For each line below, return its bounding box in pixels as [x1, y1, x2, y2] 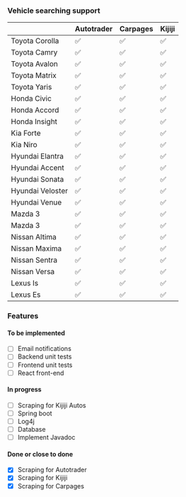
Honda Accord [11, 105, 59, 115]
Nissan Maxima [11, 244, 62, 253]
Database [17, 425, 46, 434]
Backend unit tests [17, 352, 72, 361]
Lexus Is [11, 278, 39, 288]
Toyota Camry [11, 48, 58, 58]
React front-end [17, 368, 64, 377]
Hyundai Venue [11, 197, 62, 207]
